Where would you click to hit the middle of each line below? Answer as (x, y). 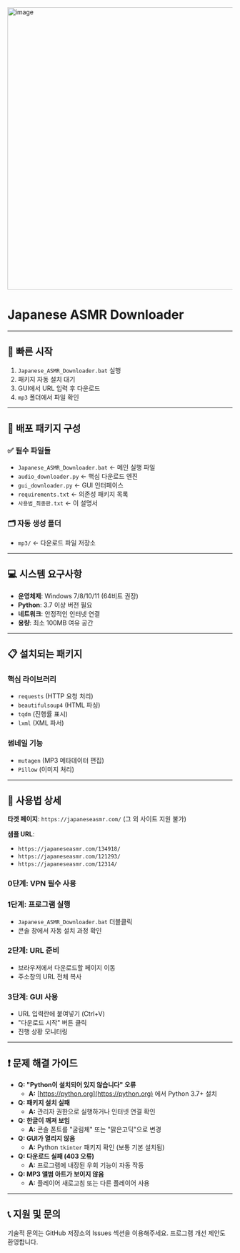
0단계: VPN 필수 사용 (42, 883)
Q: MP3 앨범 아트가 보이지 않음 (61, 1174)
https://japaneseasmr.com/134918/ (69, 849)
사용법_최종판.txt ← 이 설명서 (57, 503)
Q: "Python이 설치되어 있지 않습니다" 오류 (77, 1084)
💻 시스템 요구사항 (45, 574)
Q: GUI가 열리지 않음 (46, 1138)
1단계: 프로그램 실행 (39, 905)
